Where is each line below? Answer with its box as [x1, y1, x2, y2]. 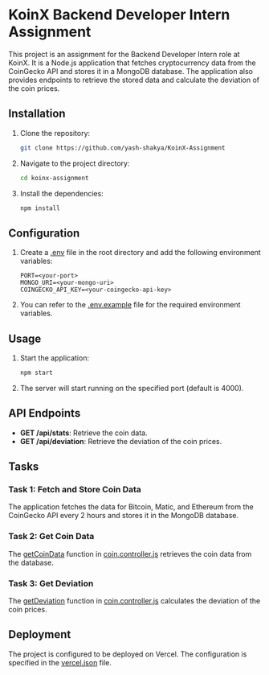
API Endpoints [8, 406, 81, 420]
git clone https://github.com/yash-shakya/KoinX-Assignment [19, 143, 226, 152]
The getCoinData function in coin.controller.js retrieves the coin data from [8, 549, 252, 558]
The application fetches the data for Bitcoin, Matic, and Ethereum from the [8, 502, 255, 512]
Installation [8, 107, 66, 121]
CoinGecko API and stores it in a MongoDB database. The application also [8, 66, 253, 76]
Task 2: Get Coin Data [8, 531, 95, 542]
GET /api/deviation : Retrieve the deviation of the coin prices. [19, 436, 222, 446]
